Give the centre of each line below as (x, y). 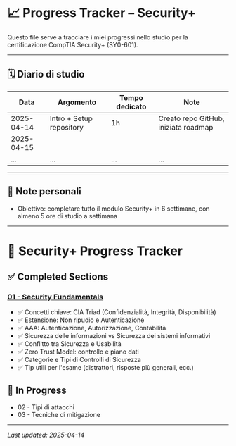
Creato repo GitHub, (191, 118)
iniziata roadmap (186, 127)
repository (67, 127)
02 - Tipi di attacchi (46, 407)
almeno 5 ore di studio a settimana (67, 216)
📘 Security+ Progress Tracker (95, 251)
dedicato (131, 106)
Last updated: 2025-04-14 (46, 435)
